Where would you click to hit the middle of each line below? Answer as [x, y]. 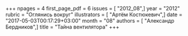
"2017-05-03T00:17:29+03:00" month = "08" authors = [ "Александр [90, 21]
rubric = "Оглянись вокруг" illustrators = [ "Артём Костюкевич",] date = [94, 15]
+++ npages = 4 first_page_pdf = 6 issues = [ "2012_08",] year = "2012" [93, 8]
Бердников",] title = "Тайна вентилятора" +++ [63, 27]
